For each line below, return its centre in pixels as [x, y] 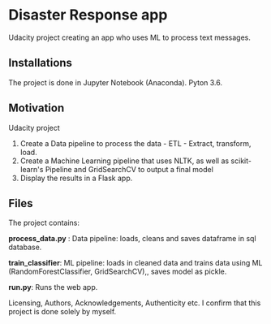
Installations [41, 63]
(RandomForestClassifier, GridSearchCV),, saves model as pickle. [118, 272]
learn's [32, 169]
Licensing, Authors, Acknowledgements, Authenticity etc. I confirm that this [135, 303]
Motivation [37, 108]
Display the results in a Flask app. [76, 178]
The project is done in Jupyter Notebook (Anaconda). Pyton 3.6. [116, 82]
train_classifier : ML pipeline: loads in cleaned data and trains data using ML [135, 263]
